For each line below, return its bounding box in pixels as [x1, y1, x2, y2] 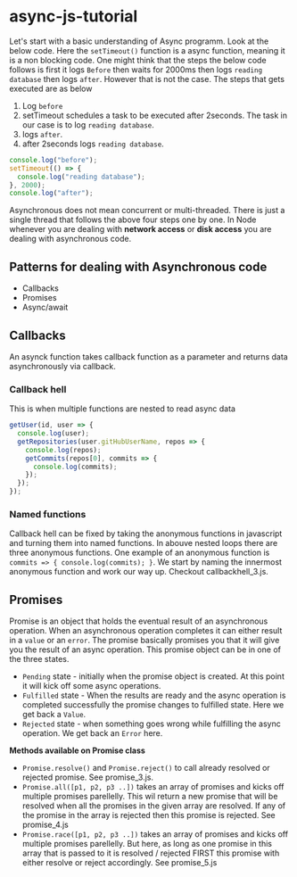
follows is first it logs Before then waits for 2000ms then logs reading [9, 64, 263, 75]
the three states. [9, 654, 70, 665]
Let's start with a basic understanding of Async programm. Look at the [9, 36, 269, 46]
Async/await [21, 302, 69, 313]
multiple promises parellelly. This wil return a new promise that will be [21, 791, 278, 802]
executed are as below [9, 83, 93, 94]
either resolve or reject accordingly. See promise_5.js [21, 857, 218, 868]
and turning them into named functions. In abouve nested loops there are [9, 538, 278, 549]
